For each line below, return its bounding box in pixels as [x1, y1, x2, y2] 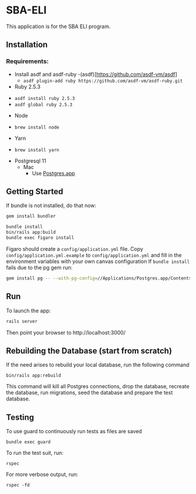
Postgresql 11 [14, 157, 47, 164]
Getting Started [6, 186, 64, 196]
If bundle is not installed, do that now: [6, 202, 97, 209]
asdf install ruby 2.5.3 [14, 95, 75, 101]
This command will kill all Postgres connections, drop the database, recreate [6, 383, 190, 390]
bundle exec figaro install [6, 235, 75, 241]
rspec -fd [6, 482, 30, 488]
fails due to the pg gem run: [6, 264, 73, 271]
